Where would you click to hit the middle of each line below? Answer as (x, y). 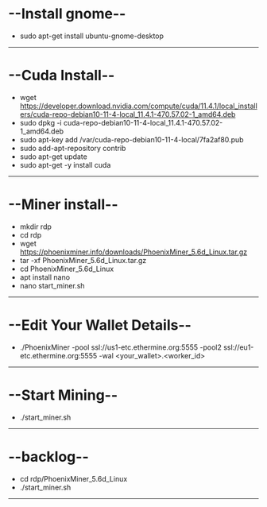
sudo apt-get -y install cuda (65, 164)
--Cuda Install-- (62, 75)
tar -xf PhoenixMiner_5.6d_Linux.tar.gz (83, 260)
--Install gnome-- (67, 14)
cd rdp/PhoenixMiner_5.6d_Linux (74, 478)
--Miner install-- (63, 205)
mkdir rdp (35, 226)
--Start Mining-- (63, 395)
